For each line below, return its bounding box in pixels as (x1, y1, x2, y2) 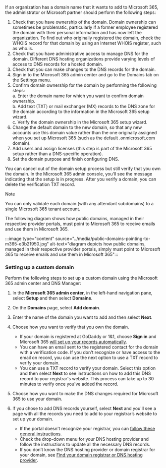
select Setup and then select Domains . (12, 295, 93, 301)
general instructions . (19, 431, 62, 437)
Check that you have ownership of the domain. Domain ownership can (12, 19, 156, 25)
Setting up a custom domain (5, 264, 74, 271)
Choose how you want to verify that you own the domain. (12, 324, 130, 330)
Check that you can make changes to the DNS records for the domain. (12, 66, 156, 72)
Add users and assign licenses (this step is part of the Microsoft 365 (12, 146, 152, 151)
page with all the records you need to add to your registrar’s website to (12, 411, 157, 417)
